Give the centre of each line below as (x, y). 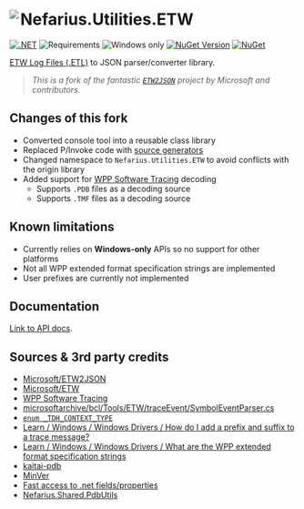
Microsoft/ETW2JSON (64, 379)
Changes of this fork (69, 118)
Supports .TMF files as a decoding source (113, 198)
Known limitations (62, 227)
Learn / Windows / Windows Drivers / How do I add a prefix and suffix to (158, 427)
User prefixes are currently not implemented (106, 278)
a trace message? (56, 437)
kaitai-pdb (42, 466)
